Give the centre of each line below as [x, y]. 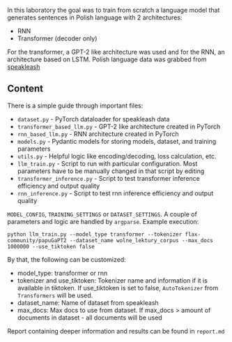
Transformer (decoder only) [57, 38]
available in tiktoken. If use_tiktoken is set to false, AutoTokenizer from [118, 288]
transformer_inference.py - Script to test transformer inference [108, 178]
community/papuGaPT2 [37, 240]
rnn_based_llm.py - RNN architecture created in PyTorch [98, 134]
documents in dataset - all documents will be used [90, 318]
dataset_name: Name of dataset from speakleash [88, 302]
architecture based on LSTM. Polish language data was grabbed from [107, 59]
